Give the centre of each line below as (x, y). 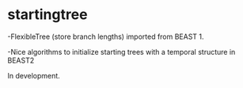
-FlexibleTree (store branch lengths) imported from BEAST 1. (106, 36)
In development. (34, 75)
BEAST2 (21, 60)
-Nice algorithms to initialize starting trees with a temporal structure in (121, 52)
